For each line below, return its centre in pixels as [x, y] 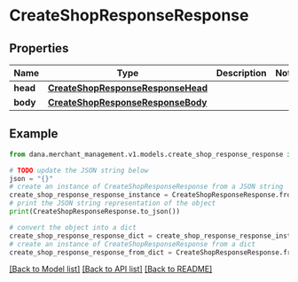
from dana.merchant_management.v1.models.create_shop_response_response [146, 154]
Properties [39, 48]
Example [34, 134]
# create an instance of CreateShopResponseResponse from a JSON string [146, 187]
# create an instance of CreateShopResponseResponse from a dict [132, 244]
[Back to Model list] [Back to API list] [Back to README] [111, 269]
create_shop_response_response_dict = [81, 236]
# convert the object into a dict [73, 227]
